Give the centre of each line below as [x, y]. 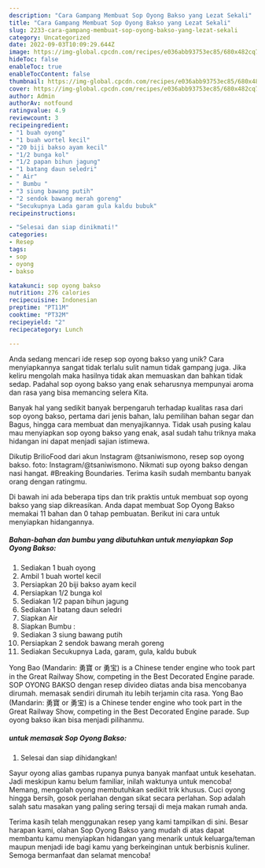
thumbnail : [27, 81]
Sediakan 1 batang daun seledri [71, 610]
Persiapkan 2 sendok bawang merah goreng [92, 644]
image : [20, 52]
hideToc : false [34, 60]
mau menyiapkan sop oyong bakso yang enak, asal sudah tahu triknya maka [132, 432]
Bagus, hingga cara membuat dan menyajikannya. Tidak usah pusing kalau [130, 424]
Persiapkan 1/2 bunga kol [61, 593]
